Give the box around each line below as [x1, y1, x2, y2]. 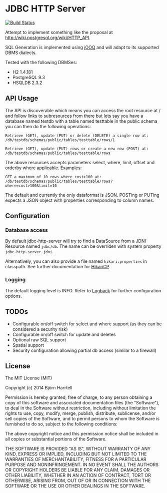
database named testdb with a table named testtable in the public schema [5, 118, 157, 124]
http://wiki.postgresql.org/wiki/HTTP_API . [5, 35, 91, 41]
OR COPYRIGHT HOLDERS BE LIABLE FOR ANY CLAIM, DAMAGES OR [5, 467, 150, 473]
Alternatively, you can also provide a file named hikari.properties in [5, 258, 147, 264]
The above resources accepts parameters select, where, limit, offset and [5, 159, 155, 165]
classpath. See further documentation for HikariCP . [5, 264, 111, 270]
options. [5, 293, 22, 299]
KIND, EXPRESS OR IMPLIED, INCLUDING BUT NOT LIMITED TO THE [5, 451, 147, 457]
